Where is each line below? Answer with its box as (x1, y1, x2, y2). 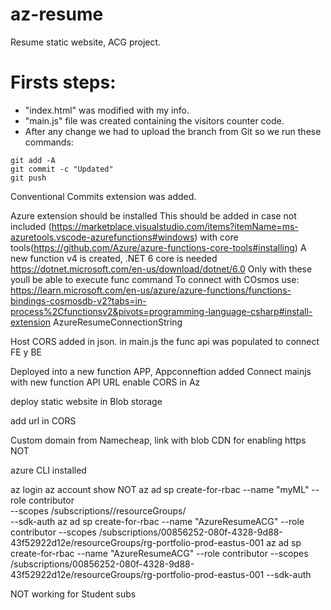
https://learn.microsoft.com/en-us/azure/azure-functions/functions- (10, 284, 292, 296)
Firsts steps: (10, 71, 117, 94)
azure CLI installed (10, 464, 87, 476)
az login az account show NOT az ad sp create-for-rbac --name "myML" (10, 483, 310, 495)
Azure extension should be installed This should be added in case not (10, 209, 297, 222)
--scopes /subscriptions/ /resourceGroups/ (10, 504, 187, 517)
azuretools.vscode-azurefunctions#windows (10, 231, 195, 243)
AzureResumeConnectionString (53, 316, 183, 328)
